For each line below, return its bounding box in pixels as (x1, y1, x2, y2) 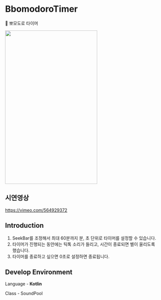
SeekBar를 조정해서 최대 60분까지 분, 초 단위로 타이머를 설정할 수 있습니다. (12, 235, 156, 241)
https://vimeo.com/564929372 (5, 207, 68, 213)
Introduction (5, 221, 44, 230)
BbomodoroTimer (5, 3, 78, 15)
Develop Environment (5, 268, 73, 276)
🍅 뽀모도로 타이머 (5, 20, 38, 26)
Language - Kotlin (5, 281, 42, 287)
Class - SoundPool (5, 291, 43, 297)
